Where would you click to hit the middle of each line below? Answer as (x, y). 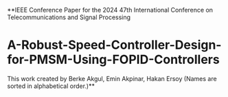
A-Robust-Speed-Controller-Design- (114, 45)
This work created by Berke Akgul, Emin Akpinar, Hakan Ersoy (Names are (112, 78)
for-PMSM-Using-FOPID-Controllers (113, 60)
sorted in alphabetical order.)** (51, 86)
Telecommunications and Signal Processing (69, 17)
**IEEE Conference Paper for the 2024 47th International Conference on (110, 10)
